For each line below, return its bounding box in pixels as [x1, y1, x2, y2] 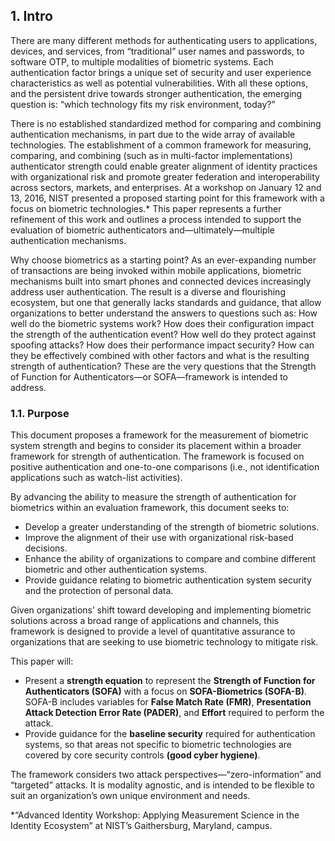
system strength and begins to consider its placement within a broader [10, 440, 302, 452]
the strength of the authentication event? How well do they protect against [10, 328, 317, 340]
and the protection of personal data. [24, 585, 174, 597]
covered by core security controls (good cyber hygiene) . [24, 749, 261, 761]
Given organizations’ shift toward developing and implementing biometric [10, 604, 312, 616]
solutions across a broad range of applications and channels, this [10, 615, 279, 627]
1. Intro [10, 8, 53, 25]
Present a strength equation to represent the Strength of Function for [24, 675, 316, 687]
